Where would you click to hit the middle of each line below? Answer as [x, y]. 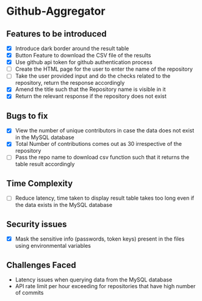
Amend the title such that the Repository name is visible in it [90, 89]
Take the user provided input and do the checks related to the [93, 76]
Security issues [37, 224]
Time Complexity [40, 183]
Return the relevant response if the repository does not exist [91, 96]
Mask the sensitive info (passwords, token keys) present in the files [100, 239]
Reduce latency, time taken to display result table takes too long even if [105, 198]
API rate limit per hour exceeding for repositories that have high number [105, 286]
